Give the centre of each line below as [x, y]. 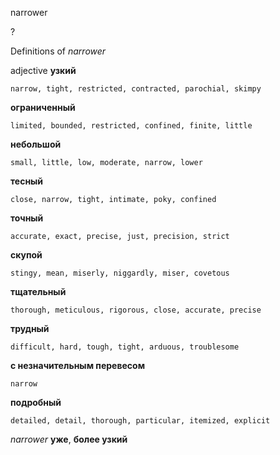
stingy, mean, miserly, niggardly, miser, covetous [120, 273]
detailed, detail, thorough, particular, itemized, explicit [140, 421]
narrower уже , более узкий [69, 439]
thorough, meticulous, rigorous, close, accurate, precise [136, 310]
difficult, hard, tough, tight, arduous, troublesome [125, 347]
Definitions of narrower [58, 51]
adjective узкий [43, 70]
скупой [26, 255]
